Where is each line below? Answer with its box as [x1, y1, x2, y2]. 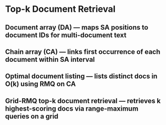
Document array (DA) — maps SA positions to [5, 23, 149, 32]
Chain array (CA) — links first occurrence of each [5, 47, 161, 56]
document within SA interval [5, 55, 95, 64]
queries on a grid [5, 112, 58, 121]
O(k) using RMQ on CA [5, 80, 76, 88]
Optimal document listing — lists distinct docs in [5, 72, 158, 81]
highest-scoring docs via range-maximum [5, 104, 139, 113]
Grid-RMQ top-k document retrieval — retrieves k [5, 96, 161, 105]
